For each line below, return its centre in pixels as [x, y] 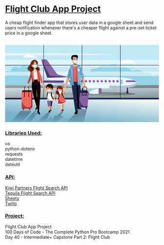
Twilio [11, 203]
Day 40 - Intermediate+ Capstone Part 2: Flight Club [58, 237]
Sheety [12, 198]
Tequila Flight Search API [30, 193]
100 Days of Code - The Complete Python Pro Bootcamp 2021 [67, 232]
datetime [14, 159]
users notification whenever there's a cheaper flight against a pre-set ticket [81, 27]
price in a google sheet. [29, 33]
